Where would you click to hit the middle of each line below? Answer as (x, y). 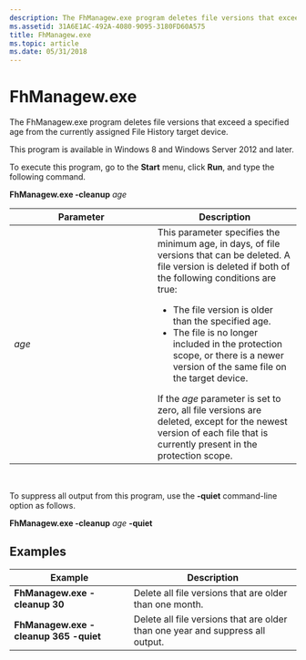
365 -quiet (77, 636)
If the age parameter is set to (219, 399)
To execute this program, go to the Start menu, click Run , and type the (142, 167)
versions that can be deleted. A (224, 255)
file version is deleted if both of (224, 267)
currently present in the (208, 445)
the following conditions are (217, 278)
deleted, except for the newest (223, 422)
